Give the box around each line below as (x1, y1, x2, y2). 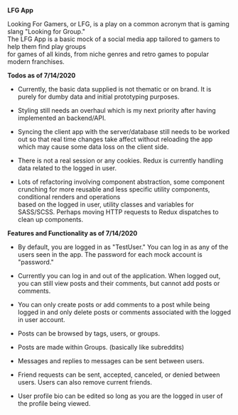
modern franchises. (7, 57, 65, 66)
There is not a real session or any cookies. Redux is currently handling (17, 156, 224, 165)
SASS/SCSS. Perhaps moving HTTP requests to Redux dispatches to (17, 208, 219, 216)
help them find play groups (7, 43, 87, 50)
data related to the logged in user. (17, 164, 117, 172)
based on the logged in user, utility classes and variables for (17, 200, 194, 209)
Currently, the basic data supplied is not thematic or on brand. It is (17, 85, 212, 93)
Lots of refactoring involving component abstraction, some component (17, 177, 225, 186)
